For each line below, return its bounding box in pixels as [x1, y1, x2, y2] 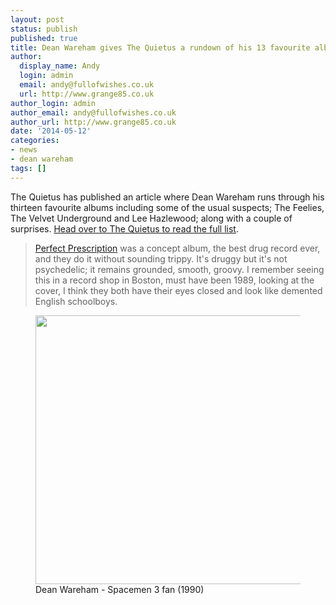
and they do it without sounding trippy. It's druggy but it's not [34, 252, 288, 265]
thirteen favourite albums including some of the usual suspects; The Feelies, [10, 201, 325, 213]
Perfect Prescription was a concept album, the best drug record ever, [34, 242, 321, 254]
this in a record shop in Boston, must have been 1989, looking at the [34, 274, 315, 286]
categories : [10, 136, 60, 146]
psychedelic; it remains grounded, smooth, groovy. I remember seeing [34, 263, 325, 275]
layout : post [10, 14, 65, 25]
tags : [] [10, 163, 47, 173]
